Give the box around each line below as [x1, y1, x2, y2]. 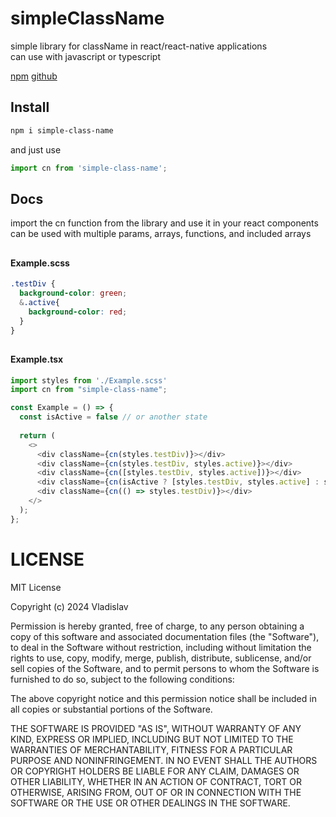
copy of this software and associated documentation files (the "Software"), [10, 630, 320, 642]
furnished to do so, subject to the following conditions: [10, 673, 235, 685]
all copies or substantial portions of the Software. [10, 703, 213, 715]
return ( [19, 430, 56, 441]
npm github [10, 70, 58, 82]
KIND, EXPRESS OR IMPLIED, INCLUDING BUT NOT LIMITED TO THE [10, 733, 294, 745]
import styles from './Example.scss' [10, 375, 168, 386]
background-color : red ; [28, 307, 128, 317]
